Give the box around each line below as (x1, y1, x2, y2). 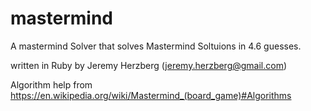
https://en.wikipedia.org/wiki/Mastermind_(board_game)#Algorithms (10, 89, 292, 101)
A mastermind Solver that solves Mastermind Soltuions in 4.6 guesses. (10, 40, 302, 52)
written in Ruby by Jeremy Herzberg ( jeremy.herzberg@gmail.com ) (10, 59, 288, 71)
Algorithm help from (10, 78, 93, 91)
